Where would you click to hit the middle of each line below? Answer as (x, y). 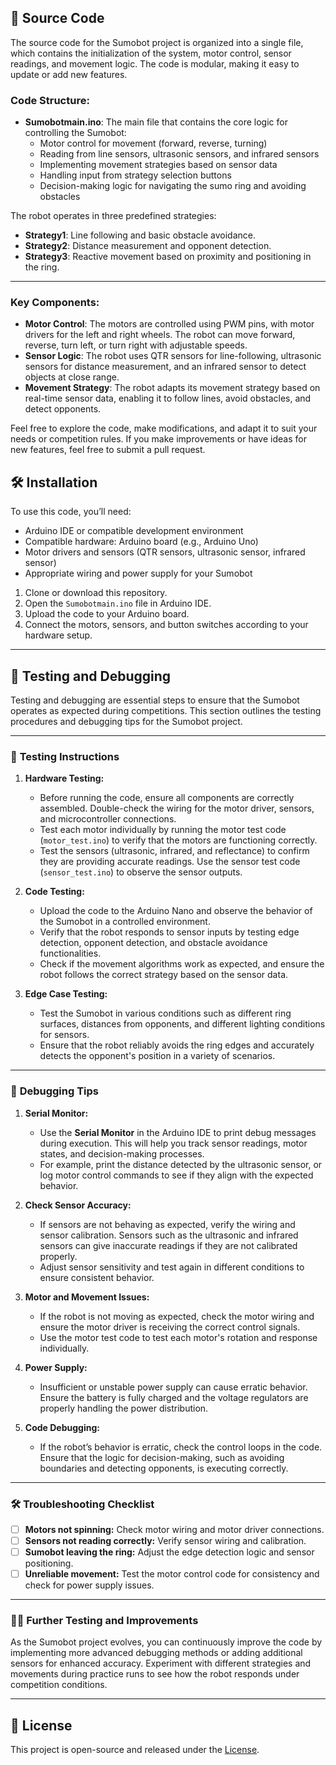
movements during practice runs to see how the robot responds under (155, 1674)
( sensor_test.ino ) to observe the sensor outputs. (141, 872)
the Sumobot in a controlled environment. (125, 922)
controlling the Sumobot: (75, 133)
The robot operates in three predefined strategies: (113, 216)
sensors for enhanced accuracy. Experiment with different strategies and (161, 1663)
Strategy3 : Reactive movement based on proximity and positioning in (168, 257)
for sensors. (64, 1035)
